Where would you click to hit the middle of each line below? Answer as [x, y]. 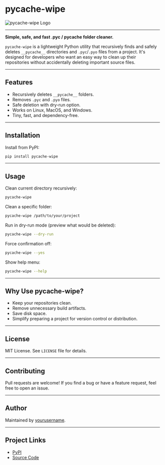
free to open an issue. [27, 388]
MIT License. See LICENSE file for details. [46, 351]
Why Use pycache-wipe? [44, 291]
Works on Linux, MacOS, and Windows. [52, 110]
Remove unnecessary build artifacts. [49, 308]
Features [19, 82]
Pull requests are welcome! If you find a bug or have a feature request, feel [81, 383]
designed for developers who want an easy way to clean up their [71, 57]
